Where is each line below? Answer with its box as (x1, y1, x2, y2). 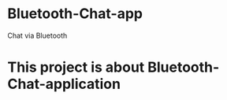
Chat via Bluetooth (7, 31, 68, 40)
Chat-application (7, 76, 121, 93)
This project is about (7, 58, 145, 76)
